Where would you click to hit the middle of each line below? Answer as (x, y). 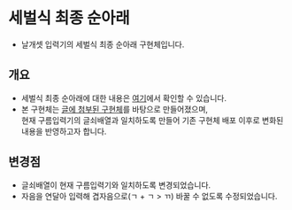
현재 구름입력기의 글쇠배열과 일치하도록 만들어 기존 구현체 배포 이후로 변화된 (152, 120)
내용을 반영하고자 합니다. (64, 131)
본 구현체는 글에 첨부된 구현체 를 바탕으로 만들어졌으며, (115, 109)
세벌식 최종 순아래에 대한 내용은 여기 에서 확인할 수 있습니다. (124, 97)
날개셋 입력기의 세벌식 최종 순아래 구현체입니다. (103, 44)
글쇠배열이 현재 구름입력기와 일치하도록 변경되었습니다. (116, 185)
